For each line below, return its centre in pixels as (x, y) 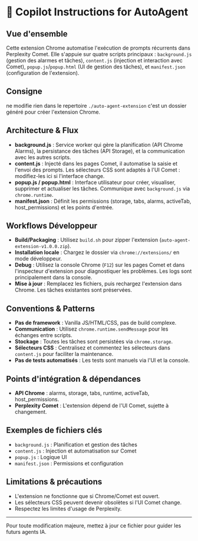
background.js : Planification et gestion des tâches (76, 444)
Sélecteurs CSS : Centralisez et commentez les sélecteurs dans (93, 348)
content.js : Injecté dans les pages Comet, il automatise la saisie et (96, 163)
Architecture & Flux (42, 131)
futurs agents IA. (27, 532)
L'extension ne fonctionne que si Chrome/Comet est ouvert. (87, 496)
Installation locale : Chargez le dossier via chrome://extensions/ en (97, 252)
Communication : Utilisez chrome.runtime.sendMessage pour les (91, 329)
